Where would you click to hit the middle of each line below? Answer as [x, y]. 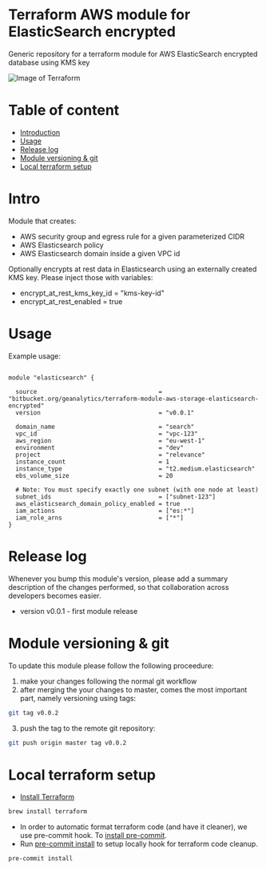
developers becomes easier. [55, 595]
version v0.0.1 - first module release [79, 611]
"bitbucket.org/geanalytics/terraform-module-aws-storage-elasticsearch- [134, 399]
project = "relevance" [110, 455]
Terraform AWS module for [99, 15]
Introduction [40, 132]
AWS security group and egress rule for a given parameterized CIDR [132, 236]
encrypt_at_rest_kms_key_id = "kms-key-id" [92, 293]
